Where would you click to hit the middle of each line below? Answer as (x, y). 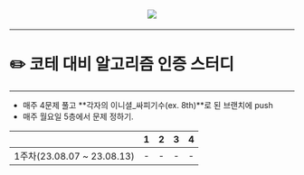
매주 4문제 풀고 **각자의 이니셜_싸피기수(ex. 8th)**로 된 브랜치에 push (147, 105)
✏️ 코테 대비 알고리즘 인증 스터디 (122, 64)
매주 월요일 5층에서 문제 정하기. (78, 116)
